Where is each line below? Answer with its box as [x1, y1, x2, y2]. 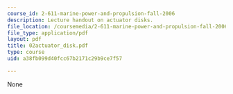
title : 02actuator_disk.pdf [7, 42, 89, 49]
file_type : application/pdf [7, 29, 89, 37]
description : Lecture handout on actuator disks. [7, 17, 154, 23]
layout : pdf [7, 36, 42, 43]
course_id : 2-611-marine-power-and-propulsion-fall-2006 [7, 10, 175, 17]
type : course [7, 49, 45, 56]
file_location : [7, 23, 51, 30]
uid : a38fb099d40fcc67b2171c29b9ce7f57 [7, 55, 123, 62]
